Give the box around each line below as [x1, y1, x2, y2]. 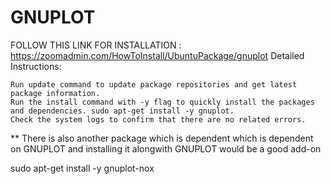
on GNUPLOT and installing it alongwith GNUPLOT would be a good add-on [10, 142, 322, 155]
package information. [10, 88, 101, 98]
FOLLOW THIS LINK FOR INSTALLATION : [10, 39, 182, 51]
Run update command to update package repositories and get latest [10, 79, 298, 90]
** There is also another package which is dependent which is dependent [10, 132, 314, 144]
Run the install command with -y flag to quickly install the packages [10, 97, 315, 107]
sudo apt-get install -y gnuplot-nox [10, 162, 155, 174]
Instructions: [10, 60, 62, 72]
